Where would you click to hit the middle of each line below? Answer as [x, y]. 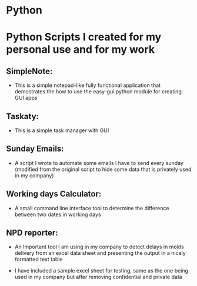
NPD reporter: [32, 233]
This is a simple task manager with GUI [62, 130]
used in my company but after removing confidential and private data [98, 277]
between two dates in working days [58, 214]
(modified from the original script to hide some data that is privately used [103, 169]
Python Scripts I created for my [84, 37]
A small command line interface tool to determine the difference [92, 208]
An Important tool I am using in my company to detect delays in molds [99, 247]
